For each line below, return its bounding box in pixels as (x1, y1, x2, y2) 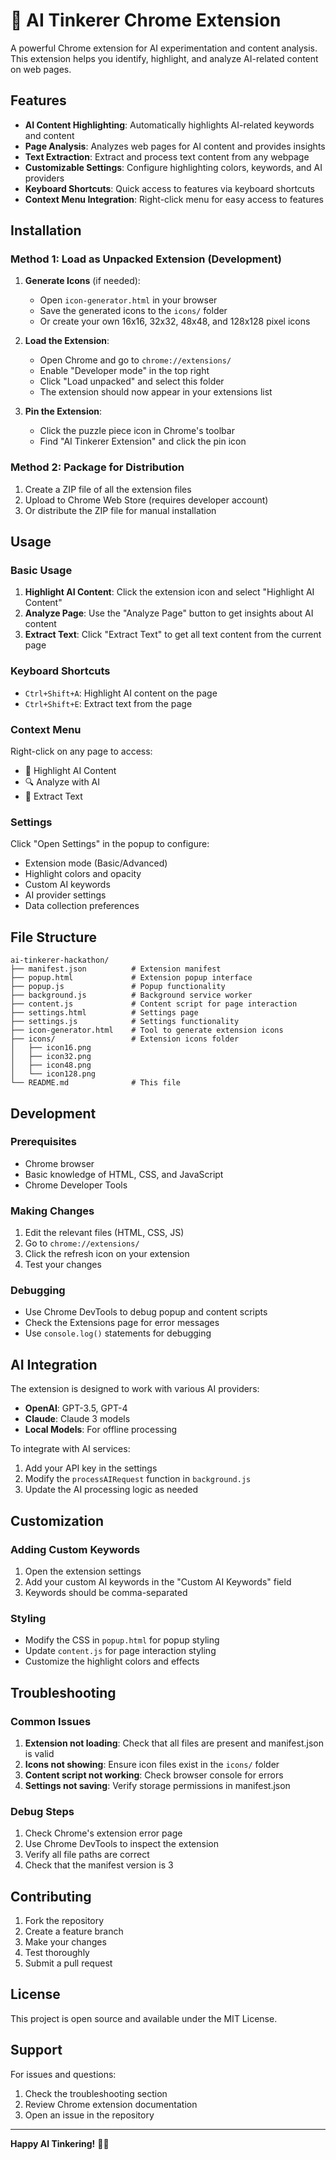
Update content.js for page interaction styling (24, 1645, 217, 1657)
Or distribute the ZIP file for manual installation (24, 504, 217, 516)
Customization (10, 1512, 105, 1529)
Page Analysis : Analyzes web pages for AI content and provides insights (24, 140, 326, 152)
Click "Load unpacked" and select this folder (39, 375, 225, 388)
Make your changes (24, 1936, 107, 1948)
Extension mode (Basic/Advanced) (24, 857, 168, 869)
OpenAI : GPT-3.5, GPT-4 (24, 1402, 128, 1414)
